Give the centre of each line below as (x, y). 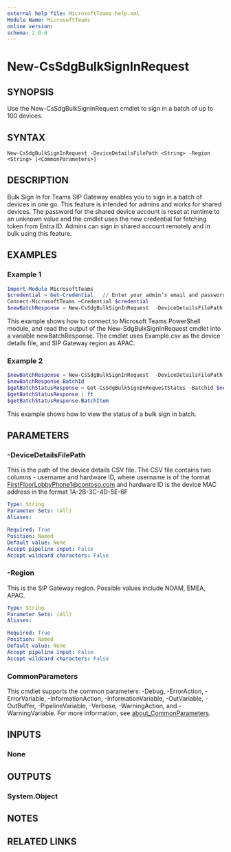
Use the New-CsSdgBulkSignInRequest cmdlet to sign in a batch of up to (110, 109)
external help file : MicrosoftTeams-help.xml (73, 13)
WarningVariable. (32, 713)
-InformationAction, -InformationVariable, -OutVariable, (126, 699)
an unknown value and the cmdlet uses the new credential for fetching (107, 219)
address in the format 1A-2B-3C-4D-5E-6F (68, 492)
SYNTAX (26, 137)
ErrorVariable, (27, 699)
